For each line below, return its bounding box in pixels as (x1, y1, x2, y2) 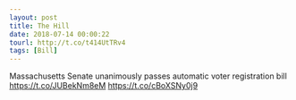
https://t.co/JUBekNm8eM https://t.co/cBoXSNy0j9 (9, 80, 199, 91)
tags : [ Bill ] (9, 46, 58, 55)
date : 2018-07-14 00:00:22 (9, 29, 110, 38)
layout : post (9, 12, 58, 22)
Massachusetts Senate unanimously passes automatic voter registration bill (9, 71, 288, 81)
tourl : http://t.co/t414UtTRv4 (9, 37, 126, 47)
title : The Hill (9, 21, 70, 30)
